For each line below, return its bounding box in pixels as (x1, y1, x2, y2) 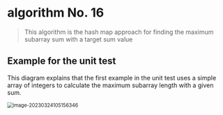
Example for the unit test (7, 55, 116, 67)
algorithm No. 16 (7, 5, 105, 21)
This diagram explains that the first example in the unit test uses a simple (7, 73, 217, 82)
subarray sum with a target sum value (24, 35, 133, 43)
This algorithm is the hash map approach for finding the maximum (24, 28, 214, 36)
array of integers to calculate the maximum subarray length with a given (7, 81, 214, 89)
